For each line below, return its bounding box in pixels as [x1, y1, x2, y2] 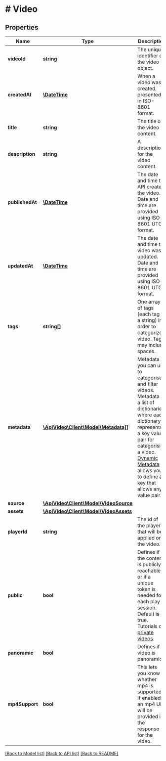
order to [137, 323, 156, 330]
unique [137, 580, 154, 586]
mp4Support [7, 701, 39, 708]
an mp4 [137, 701, 156, 708]
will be [137, 707, 153, 714]
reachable [137, 567, 161, 574]
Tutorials [137, 623, 158, 629]
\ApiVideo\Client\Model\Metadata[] [42, 424, 128, 431]
